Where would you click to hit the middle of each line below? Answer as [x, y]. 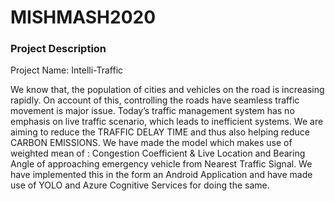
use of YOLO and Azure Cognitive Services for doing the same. [140, 185]
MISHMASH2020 [83, 17]
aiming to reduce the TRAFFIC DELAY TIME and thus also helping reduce [160, 132]
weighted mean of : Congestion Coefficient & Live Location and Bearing [158, 153]
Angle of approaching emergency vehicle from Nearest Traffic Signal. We [161, 164]
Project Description [58, 49]
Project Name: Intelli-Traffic [67, 70]
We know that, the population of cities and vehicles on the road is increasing [167, 90]
